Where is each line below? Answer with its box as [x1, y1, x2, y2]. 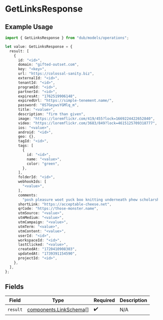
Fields [5, 282, 24, 291]
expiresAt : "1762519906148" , [17, 93, 77, 99]
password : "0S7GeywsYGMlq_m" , [17, 103, 79, 107]
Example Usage [5, 23, 53, 31]
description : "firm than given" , [17, 112, 86, 117]
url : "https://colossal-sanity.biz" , [17, 71, 95, 76]
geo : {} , [17, 134, 36, 139]
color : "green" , [26, 161, 60, 166]
